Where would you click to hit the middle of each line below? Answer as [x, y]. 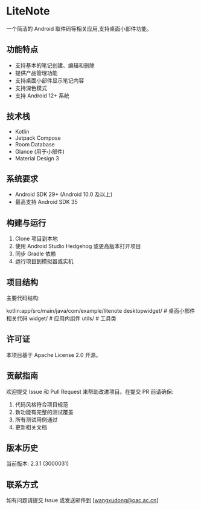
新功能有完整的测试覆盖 [44, 412]
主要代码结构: [23, 298]
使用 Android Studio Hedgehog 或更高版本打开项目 [78, 246]
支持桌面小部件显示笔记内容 [49, 80]
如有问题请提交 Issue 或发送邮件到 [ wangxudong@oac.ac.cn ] [82, 500]
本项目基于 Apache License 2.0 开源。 [54, 355]
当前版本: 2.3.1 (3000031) [38, 463]
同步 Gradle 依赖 [35, 254]
